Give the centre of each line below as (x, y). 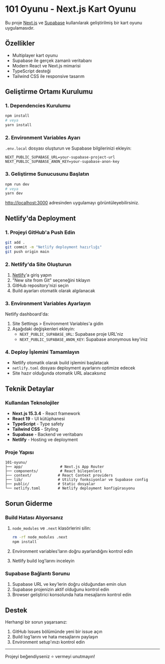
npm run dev (17, 184)
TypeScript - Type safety (38, 424)
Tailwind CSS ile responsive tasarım (48, 76)
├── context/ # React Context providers (59, 475)
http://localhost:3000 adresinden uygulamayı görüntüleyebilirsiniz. (72, 203)
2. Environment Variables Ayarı (43, 137)
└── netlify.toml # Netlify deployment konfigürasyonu (70, 488)
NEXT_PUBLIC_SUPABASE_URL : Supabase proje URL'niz (71, 334)
